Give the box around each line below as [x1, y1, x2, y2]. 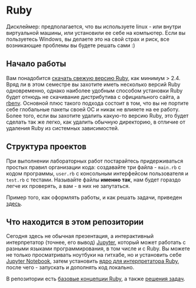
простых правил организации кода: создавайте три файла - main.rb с [6, 163, 181, 171]
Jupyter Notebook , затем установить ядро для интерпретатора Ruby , [6, 257, 179, 265]
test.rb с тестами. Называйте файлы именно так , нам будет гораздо [6, 176, 181, 183]
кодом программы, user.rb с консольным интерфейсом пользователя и [6, 170, 189, 177]
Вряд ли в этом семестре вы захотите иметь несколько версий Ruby [6, 81, 181, 88]
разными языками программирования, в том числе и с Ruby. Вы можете [6, 245, 191, 252]
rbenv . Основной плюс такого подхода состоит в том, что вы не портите [6, 100, 189, 107]
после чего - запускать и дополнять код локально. [6, 264, 135, 271]
